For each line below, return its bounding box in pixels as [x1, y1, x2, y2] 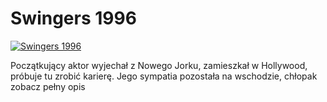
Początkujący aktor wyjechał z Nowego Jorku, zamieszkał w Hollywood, [10, 59, 308, 71]
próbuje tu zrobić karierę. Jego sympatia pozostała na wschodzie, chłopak [10, 70, 318, 82]
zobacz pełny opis [10, 80, 86, 92]
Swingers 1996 [10, 7, 137, 30]
